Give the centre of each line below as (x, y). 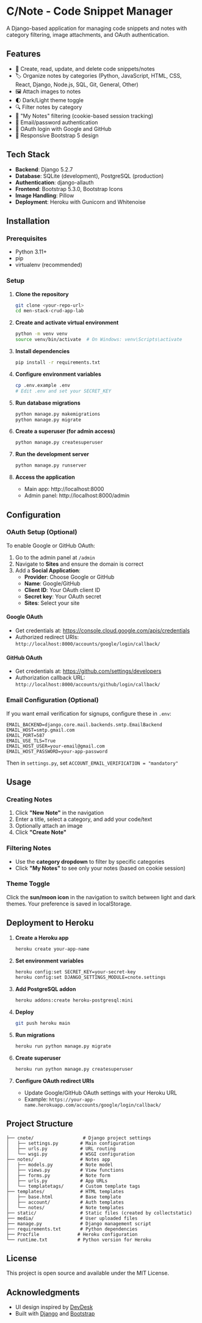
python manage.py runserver (51, 466)
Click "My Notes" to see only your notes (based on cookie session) (100, 868)
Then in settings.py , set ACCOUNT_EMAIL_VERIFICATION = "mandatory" (92, 763)
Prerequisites (27, 238)
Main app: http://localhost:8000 (64, 489)
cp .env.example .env (42, 385)
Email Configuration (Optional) (52, 700)
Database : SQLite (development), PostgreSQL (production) (89, 176)
